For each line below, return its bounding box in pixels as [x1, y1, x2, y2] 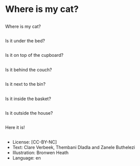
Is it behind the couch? [5, 66, 52, 73]
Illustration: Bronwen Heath [12, 150, 69, 156]
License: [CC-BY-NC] [12, 139, 57, 145]
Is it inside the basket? [5, 96, 51, 102]
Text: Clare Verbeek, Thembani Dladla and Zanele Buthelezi [12, 144, 135, 150]
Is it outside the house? [5, 110, 53, 116]
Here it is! [5, 125, 25, 131]
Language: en [12, 155, 41, 161]
